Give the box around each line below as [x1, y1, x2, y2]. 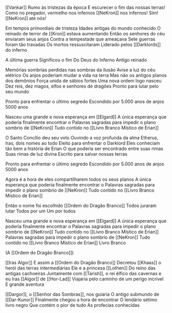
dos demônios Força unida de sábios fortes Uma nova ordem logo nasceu [5, 78, 162, 84]
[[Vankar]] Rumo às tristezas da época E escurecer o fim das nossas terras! [5, 5, 165, 10]
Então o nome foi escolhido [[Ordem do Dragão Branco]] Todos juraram [5, 202, 157, 208]
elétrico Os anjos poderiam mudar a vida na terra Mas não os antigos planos [5, 72, 167, 78]
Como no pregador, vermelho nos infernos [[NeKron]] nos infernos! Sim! [5, 10, 159, 16]
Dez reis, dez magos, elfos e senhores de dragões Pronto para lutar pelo [5, 83, 159, 89]
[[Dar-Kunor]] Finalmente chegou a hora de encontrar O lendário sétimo [5, 297, 158, 303]
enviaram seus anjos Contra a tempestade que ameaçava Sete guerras [5, 36, 156, 42]
